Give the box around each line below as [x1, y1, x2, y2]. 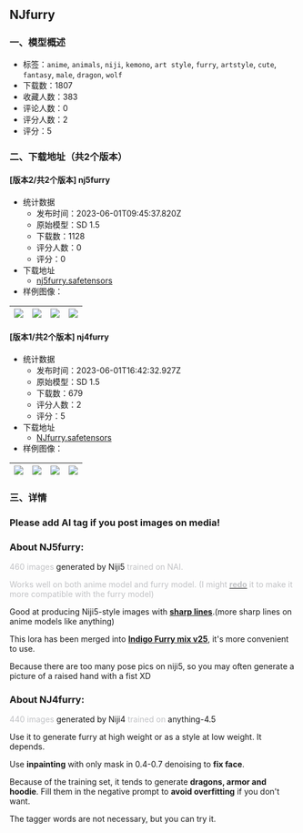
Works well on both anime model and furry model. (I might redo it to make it [9, 579, 293, 590]
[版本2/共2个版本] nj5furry [9, 175, 111, 186]
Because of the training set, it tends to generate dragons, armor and [9, 777, 267, 787]
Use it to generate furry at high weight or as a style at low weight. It [9, 732, 262, 743]
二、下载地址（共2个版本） [9, 150, 127, 163]
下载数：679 [35, 388, 84, 399]
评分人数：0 [35, 241, 82, 253]
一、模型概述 [9, 36, 66, 49]
